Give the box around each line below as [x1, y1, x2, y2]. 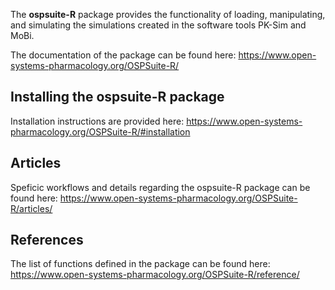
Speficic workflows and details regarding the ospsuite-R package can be [10, 181, 311, 193]
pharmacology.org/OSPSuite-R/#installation [10, 125, 191, 138]
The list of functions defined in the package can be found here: [10, 258, 271, 270]
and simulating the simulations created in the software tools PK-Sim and [10, 19, 307, 31]
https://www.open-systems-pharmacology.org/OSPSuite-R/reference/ [10, 269, 300, 281]
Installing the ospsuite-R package [10, 89, 225, 106]
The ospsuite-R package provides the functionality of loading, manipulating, [10, 9, 326, 20]
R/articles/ [10, 202, 53, 214]
